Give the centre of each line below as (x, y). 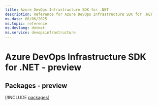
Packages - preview (36, 86)
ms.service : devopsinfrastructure (41, 33)
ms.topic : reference (26, 23)
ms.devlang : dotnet (25, 28)
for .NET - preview (43, 68)
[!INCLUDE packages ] (27, 97)
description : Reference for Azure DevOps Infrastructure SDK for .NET (79, 14)
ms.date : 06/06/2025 (26, 19)
